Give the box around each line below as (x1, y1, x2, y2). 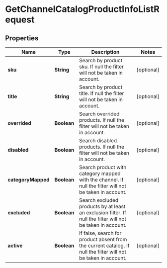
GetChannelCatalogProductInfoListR (5, 3, 160, 15)
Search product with (79, 164, 127, 171)
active (7, 242, 23, 249)
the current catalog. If (79, 242, 130, 249)
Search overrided (79, 110, 120, 117)
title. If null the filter (79, 90, 124, 96)
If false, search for (79, 230, 122, 237)
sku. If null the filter (79, 63, 124, 70)
